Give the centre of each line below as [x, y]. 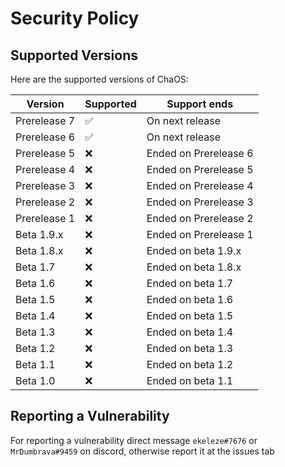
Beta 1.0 [35, 380]
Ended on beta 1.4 [190, 332]
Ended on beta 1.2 [190, 364]
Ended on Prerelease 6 [200, 153]
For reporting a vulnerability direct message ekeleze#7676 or [134, 440]
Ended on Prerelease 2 [200, 218]
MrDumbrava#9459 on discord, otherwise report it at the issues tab [142, 451]
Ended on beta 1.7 [190, 283]
